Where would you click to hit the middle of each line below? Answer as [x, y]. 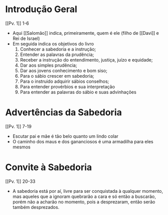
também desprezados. [36, 207]
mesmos [21, 147]
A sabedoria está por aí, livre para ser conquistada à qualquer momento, [88, 191]
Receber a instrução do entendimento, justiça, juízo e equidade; [86, 60]
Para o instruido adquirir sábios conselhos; [65, 81]
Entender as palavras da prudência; [57, 55]
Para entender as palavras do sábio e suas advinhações [78, 92]
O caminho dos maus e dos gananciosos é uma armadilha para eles [83, 141]
